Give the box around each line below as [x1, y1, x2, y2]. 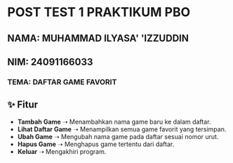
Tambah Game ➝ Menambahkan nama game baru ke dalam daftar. [17, 117, 211, 126]
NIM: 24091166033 [7, 56, 93, 67]
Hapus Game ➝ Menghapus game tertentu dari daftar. [17, 140, 175, 148]
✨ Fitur [7, 99, 39, 111]
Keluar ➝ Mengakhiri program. [17, 147, 107, 155]
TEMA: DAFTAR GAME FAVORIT [7, 77, 117, 86]
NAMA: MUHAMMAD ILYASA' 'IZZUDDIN [7, 32, 189, 44]
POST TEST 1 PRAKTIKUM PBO [7, 4, 191, 20]
